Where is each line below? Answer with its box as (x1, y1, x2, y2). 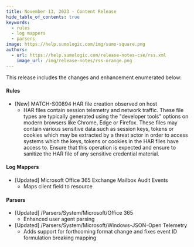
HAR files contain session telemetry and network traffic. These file (23, 106, 184, 113)
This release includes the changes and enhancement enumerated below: (6, 74, 182, 81)
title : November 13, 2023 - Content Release (6, 8, 117, 15)
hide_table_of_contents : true (6, 14, 80, 20)
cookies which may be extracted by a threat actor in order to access (23, 131, 189, 138)
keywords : (6, 19, 30, 25)
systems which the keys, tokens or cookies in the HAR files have (23, 137, 179, 144)
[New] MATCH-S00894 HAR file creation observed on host (14, 100, 158, 107)
